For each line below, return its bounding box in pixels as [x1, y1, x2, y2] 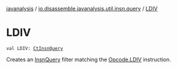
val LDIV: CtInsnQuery [6, 45, 63, 51]
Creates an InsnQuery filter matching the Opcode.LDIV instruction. [6, 56, 172, 63]
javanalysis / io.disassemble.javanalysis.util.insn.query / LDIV [6, 5, 158, 12]
